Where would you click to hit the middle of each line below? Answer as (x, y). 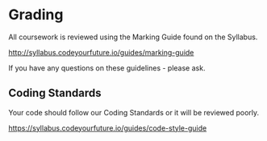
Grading (36, 15)
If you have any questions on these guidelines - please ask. (107, 68)
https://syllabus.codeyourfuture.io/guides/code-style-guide (108, 128)
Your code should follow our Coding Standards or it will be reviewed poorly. (134, 112)
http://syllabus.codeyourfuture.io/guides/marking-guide (101, 52)
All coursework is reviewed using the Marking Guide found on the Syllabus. (133, 37)
